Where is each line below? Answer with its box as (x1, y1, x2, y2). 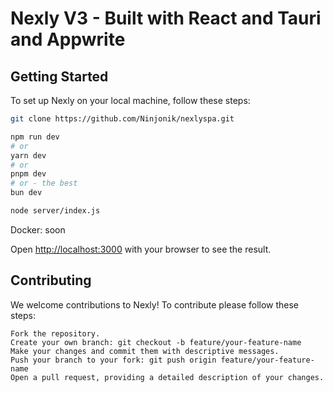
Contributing (10, 272, 92, 289)
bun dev (10, 188, 43, 198)
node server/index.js (10, 206, 101, 216)
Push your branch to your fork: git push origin (10, 355, 217, 365)
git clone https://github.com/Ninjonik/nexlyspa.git (10, 114, 235, 124)
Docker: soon (10, 223, 66, 236)
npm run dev (10, 132, 60, 142)
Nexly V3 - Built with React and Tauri (10, 7, 322, 30)
